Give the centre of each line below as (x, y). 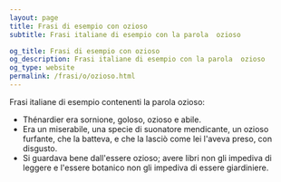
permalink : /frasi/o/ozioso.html (73, 77)
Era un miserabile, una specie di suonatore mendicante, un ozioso (145, 129)
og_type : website (42, 68)
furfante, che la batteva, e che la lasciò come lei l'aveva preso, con (147, 139)
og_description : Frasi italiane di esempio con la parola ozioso (137, 60)
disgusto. (40, 148)
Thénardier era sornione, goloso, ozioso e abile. (112, 120)
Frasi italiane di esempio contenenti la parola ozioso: (107, 101)
